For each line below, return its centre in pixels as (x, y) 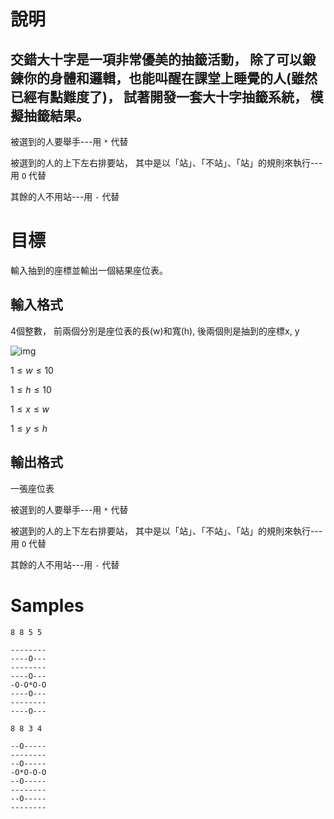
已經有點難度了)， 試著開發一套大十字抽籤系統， (159, 96)
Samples (47, 605)
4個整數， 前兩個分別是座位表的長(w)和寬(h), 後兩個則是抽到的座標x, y (155, 331)
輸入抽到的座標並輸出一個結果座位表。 (89, 270)
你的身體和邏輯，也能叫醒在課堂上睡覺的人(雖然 (170, 78)
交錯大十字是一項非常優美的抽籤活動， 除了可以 (156, 59)
